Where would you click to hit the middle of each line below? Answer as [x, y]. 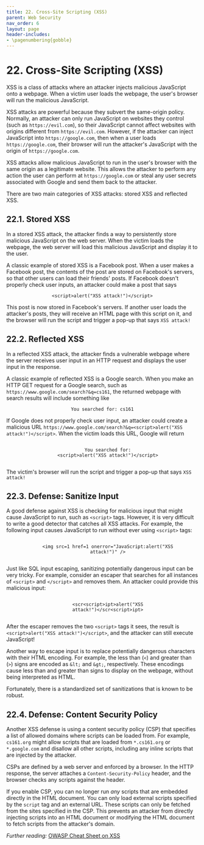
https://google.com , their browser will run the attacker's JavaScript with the [102, 144]
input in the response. [34, 366]
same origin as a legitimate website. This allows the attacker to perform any [101, 169]
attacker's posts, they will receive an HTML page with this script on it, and [99, 314]
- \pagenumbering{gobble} [39, 40]
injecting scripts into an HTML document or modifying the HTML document [100, 818]
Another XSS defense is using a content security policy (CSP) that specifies [101, 729]
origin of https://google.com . [43, 150]
